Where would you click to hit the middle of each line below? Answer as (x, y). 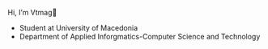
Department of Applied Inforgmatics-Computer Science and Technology (140, 37)
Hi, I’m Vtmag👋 (32, 12)
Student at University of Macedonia (79, 28)
